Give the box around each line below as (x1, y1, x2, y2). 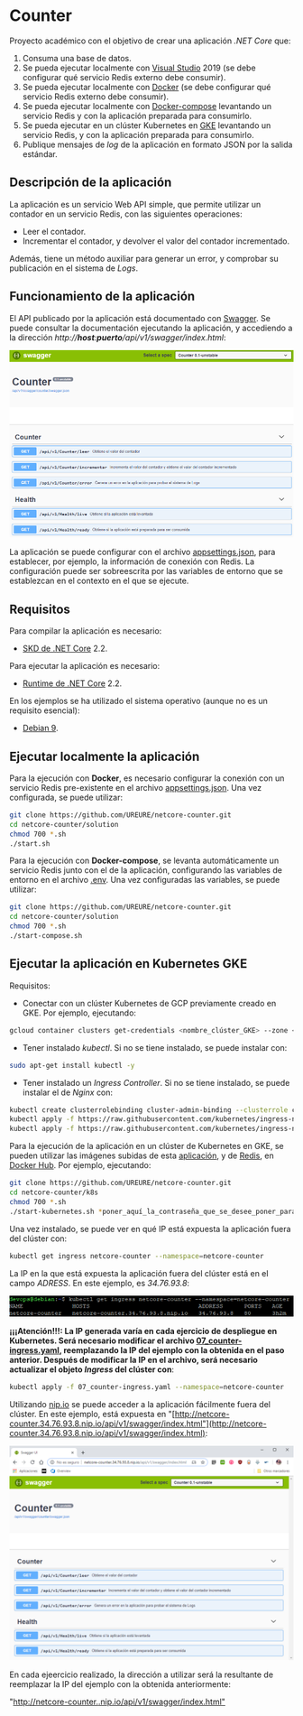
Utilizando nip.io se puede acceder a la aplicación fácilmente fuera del (9, 1398, 271, 1409)
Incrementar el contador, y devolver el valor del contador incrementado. (22, 236, 290, 246)
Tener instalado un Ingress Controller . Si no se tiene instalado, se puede (22, 1077, 290, 1088)
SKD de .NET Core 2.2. (22, 643, 108, 654)
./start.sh (9, 839, 50, 849)
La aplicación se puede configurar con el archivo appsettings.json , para (9, 547, 276, 558)
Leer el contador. (22, 226, 87, 237)
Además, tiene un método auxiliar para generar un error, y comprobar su (9, 253, 280, 264)
